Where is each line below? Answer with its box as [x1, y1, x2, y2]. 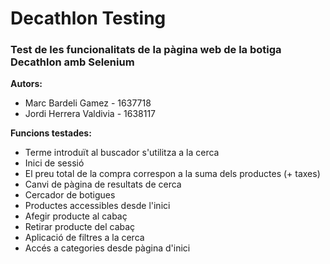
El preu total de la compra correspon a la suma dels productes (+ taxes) [24, 168, 321, 180]
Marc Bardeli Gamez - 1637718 [24, 97, 152, 109]
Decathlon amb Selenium [10, 55, 135, 69]
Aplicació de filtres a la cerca [24, 232, 145, 244]
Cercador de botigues [24, 189, 116, 201]
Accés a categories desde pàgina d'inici [24, 242, 191, 254]
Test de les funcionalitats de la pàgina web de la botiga [10, 43, 282, 57]
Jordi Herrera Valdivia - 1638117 [24, 108, 157, 120]
